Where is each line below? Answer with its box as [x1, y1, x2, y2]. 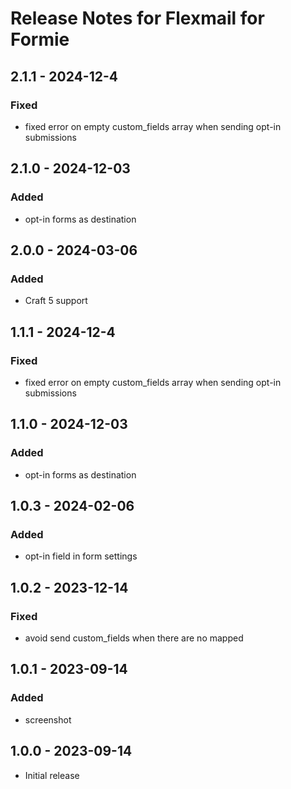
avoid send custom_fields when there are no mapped [24, 632, 244, 644]
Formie [10, 28, 70, 51]
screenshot [24, 713, 72, 726]
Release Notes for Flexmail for [10, 7, 265, 30]
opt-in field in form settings [24, 550, 138, 562]
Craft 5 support [24, 295, 88, 307]
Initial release [24, 769, 80, 781]
